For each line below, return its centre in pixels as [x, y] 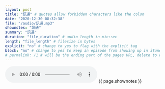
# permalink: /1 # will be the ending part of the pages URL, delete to [81, 55]
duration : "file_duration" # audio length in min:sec [61, 37]
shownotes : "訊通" [23, 28]
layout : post [18, 10]
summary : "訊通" [21, 32]
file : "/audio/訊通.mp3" [30, 23]
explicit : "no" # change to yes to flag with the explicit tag [71, 46]
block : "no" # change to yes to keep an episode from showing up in [77, 50]
